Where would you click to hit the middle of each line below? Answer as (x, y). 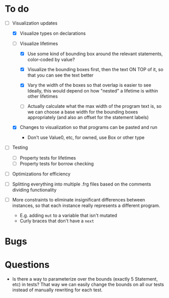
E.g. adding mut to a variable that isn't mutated (68, 215)
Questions (27, 265)
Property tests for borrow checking (57, 164)
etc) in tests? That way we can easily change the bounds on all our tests (88, 284)
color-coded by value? (51, 60)
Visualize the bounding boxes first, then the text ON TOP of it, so (95, 70)
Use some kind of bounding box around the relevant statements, (95, 54)
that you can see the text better (61, 75)
